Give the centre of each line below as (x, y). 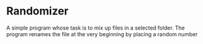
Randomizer (37, 11)
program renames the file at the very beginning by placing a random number (102, 34)
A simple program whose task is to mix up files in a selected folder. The (96, 28)
